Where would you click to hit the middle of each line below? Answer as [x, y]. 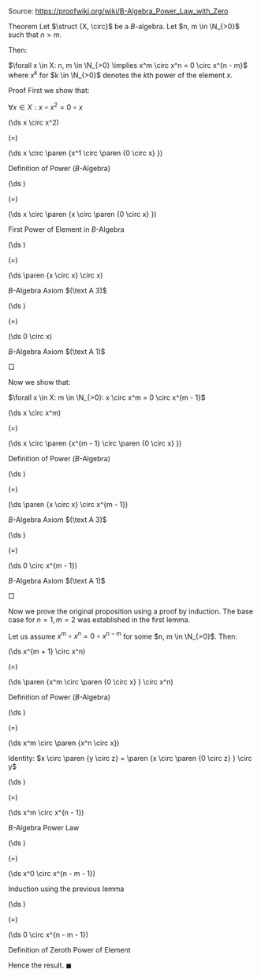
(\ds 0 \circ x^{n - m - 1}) [48, 935]
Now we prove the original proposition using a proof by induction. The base [131, 611]
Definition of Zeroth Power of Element [70, 950]
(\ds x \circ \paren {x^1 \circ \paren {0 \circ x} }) [86, 153]
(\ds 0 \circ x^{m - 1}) [43, 565]
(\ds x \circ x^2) [34, 122]
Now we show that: [39, 382]
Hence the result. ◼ [40, 965]
